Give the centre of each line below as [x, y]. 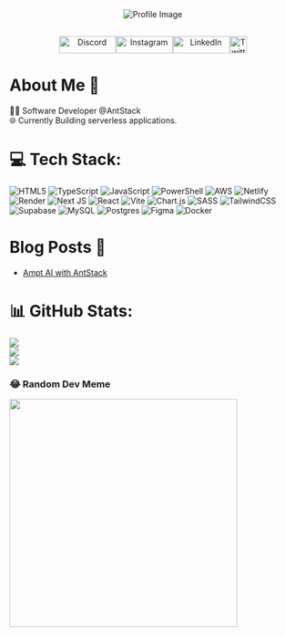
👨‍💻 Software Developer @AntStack [75, 110]
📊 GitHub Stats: [71, 311]
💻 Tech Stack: [66, 160]
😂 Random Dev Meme [60, 384]
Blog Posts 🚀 [58, 248]
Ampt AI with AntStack [65, 272]
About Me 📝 [55, 85]
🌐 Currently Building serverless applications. [93, 120]
